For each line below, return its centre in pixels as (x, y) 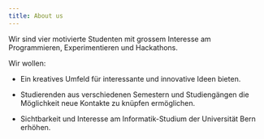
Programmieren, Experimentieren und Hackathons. (93, 47)
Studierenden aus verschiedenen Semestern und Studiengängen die (134, 95)
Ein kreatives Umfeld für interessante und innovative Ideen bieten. (130, 78)
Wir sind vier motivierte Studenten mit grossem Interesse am (110, 39)
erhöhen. (35, 127)
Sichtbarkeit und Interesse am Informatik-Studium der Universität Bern (138, 119)
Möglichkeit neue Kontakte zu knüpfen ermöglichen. (108, 103)
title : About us (36, 16)
